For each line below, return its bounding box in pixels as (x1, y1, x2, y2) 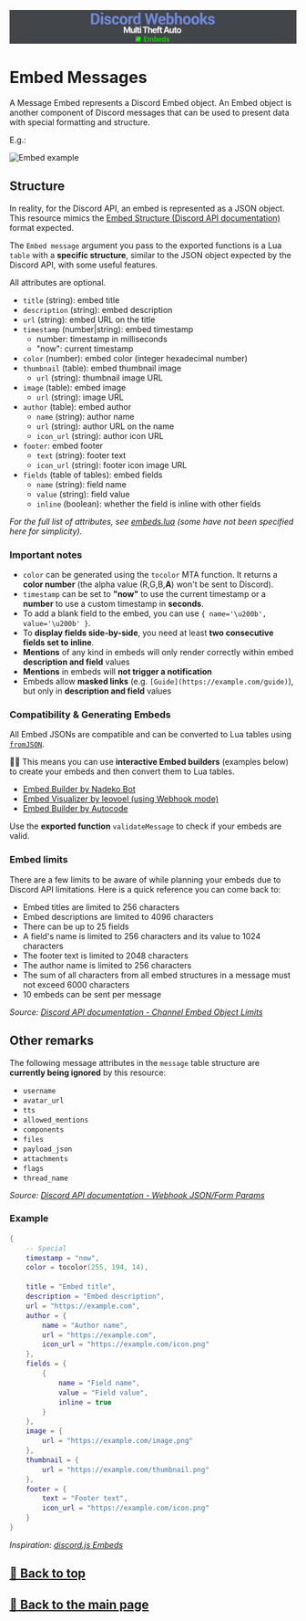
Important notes (9, 549, 83, 561)
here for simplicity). (9, 526, 83, 537)
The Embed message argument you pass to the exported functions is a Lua (9, 239, 282, 251)
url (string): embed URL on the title (22, 314, 156, 325)
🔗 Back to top (9, 1566, 87, 1582)
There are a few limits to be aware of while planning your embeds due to (9, 873, 281, 885)
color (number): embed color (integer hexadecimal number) (22, 352, 249, 363)
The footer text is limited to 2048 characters (22, 950, 189, 961)
